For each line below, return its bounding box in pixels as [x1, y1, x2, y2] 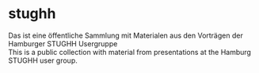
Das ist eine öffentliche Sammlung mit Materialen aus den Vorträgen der [8, 31, 243, 40]
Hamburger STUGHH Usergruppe [8, 38, 118, 48]
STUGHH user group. [8, 56, 78, 65]
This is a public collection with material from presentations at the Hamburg [8, 47, 252, 57]
